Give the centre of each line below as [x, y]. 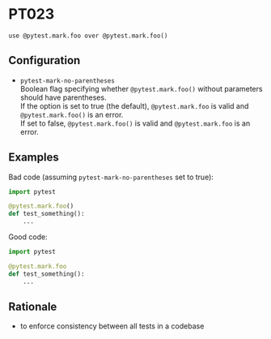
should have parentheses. [63, 97]
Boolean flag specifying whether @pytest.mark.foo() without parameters [141, 88]
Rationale [33, 306]
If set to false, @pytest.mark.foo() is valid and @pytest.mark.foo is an [135, 123]
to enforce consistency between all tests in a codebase [112, 326]
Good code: [28, 237]
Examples [34, 158]
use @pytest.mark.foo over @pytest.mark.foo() [88, 36]
